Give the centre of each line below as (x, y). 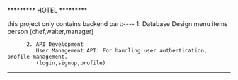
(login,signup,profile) (71, 63)
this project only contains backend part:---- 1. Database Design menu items (118, 24)
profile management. (38, 57)
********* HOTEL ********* (47, 10)
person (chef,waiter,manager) (51, 32)
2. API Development (55, 45)
